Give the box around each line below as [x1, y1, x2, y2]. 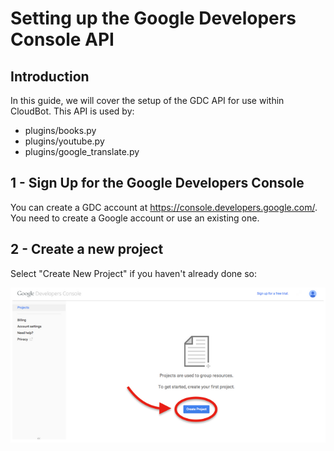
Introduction [10, 68, 90, 85]
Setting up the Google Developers [10, 7, 297, 30]
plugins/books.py [24, 125, 97, 136]
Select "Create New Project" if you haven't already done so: [10, 267, 257, 279]
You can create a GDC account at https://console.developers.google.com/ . [10, 201, 318, 213]
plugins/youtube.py [24, 135, 105, 147]
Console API [10, 28, 115, 51]
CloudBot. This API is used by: [10, 105, 135, 117]
